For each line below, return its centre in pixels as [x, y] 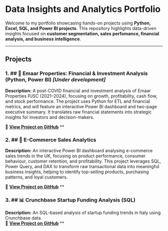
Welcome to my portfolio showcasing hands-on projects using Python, [78, 23]
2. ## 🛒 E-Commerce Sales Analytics [51, 140]
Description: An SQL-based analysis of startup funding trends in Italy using [83, 213]
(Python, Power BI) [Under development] [55, 80]
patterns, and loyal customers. [36, 177]
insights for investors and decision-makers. [50, 117]
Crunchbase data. [24, 218]
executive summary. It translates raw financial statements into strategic [78, 112]
